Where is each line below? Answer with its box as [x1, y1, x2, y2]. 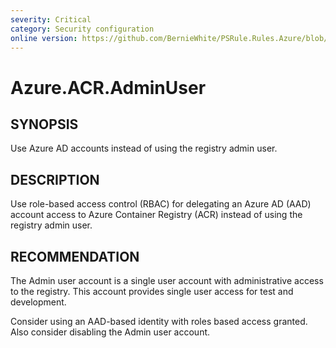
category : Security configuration [10, 24, 155, 34]
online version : [10, 33, 78, 43]
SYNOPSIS [10, 116, 79, 133]
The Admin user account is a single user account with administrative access [10, 275, 324, 286]
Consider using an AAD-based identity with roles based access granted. [10, 316, 308, 327]
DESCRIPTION [10, 171, 100, 188]
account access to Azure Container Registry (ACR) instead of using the [10, 209, 303, 221]
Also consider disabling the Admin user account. [10, 326, 211, 338]
